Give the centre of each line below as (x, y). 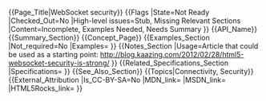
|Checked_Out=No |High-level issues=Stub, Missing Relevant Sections (125, 21)
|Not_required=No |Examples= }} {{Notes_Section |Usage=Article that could (133, 46)
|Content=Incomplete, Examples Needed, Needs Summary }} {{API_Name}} (133, 29)
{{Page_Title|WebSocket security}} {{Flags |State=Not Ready (109, 12)
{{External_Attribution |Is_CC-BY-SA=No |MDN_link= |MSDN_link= (117, 80)
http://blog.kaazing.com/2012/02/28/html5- (172, 54)
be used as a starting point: (53, 54)
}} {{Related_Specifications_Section (170, 63)
